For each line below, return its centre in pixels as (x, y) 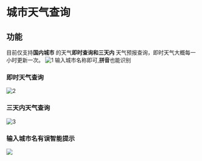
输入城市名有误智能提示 (40, 139)
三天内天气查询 (28, 108)
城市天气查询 (39, 12)
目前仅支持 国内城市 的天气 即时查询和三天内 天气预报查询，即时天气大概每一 (101, 53)
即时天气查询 (25, 77)
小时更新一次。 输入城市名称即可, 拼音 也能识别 (69, 60)
